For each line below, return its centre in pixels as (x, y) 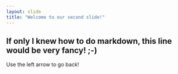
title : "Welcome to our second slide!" (56, 17)
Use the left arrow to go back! (43, 65)
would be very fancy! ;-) (52, 50)
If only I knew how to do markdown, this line (89, 41)
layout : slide (24, 12)
